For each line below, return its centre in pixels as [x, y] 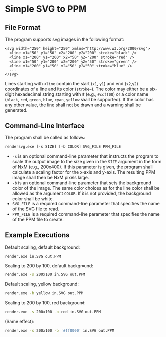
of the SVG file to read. [36, 209]
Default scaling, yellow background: [42, 284]
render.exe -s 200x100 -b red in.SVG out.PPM [53, 312]
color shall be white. [33, 198]
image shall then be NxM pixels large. [51, 177]
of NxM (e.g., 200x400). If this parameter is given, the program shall [82, 167]
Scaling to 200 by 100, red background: [45, 303]
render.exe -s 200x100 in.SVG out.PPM [45, 275]
